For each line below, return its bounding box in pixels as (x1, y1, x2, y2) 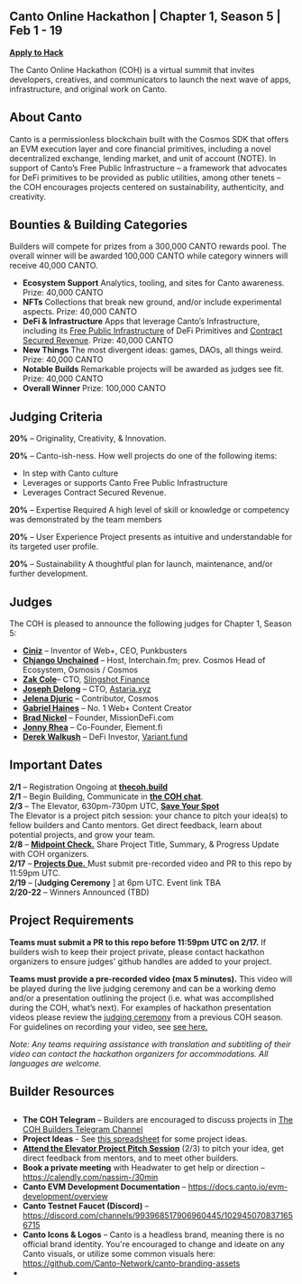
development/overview (22, 1191, 108, 1202)
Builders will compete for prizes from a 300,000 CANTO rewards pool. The (9, 241, 287, 252)
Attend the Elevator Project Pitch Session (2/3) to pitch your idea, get (22, 1143, 284, 1154)
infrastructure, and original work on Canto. (9, 83, 168, 95)
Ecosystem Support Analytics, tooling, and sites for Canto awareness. (22, 278, 285, 288)
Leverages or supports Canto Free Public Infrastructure (22, 478, 228, 488)
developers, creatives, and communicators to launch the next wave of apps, (9, 74, 291, 85)
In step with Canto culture (22, 468, 119, 478)
